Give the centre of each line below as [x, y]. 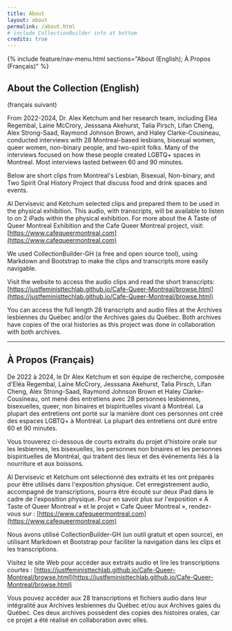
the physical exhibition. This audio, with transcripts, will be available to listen [116, 211]
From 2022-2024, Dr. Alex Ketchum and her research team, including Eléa [112, 117]
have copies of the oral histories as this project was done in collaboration [111, 324]
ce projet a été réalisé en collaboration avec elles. [78, 620]
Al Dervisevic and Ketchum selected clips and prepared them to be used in [113, 203]
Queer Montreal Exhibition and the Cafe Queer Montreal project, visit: [106, 225]
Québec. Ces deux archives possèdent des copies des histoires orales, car [114, 612]
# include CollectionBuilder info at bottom [72, 33]
